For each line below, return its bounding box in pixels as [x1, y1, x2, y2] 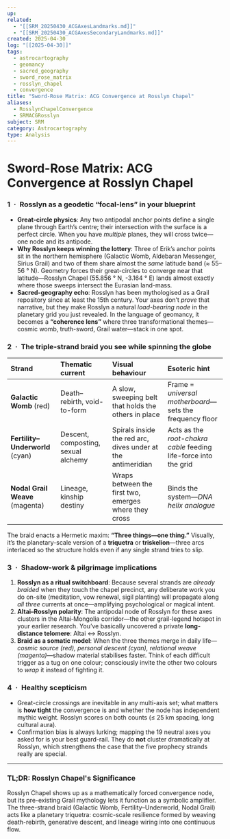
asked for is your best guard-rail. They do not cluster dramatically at [16, 735, 210, 743]
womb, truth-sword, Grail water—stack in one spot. [39, 324, 183, 333]
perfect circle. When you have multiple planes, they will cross [16, 230, 190, 238]
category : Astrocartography [7, 125, 88, 132]
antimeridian [112, 460, 153, 469]
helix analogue [167, 501, 216, 510]
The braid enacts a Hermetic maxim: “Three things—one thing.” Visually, [7, 531, 215, 539]
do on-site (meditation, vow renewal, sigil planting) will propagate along [16, 593, 219, 601]
